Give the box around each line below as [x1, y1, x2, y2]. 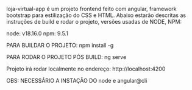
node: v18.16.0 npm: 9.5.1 [6, 30, 69, 37]
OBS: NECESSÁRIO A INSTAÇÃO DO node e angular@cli [6, 77, 148, 84]
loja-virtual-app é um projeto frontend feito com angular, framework [6, 5, 177, 12]
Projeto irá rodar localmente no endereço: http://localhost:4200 [6, 65, 166, 72]
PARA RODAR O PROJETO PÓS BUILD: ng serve [6, 54, 127, 60]
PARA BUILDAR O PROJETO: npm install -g [6, 42, 114, 49]
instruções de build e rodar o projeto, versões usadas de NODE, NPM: [6, 18, 182, 25]
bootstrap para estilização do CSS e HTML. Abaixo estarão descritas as [6, 12, 187, 19]
